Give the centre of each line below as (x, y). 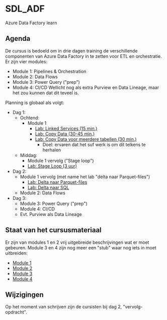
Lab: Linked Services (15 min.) (66, 128)
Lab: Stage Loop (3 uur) (52, 166)
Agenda (18, 39)
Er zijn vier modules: (26, 62)
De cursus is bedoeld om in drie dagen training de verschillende (71, 50)
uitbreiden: (16, 253)
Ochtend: (30, 118)
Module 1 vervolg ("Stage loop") (61, 161)
